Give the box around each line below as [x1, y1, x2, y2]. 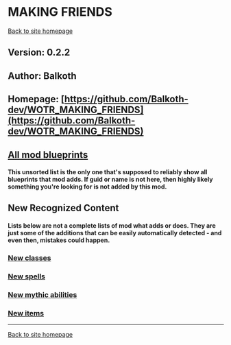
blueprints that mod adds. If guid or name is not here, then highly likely [8, 176, 213, 184]
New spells [8, 272, 46, 281]
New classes [8, 253, 51, 263]
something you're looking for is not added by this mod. [8, 182, 167, 191]
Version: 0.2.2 [8, 47, 71, 58]
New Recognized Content [8, 202, 119, 214]
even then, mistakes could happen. [8, 236, 110, 244]
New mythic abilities [8, 289, 77, 299]
